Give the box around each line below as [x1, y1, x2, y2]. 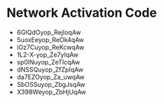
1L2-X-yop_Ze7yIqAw [16, 50, 78, 59]
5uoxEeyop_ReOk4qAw [16, 35, 85, 43]
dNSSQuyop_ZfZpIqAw [16, 65, 83, 74]
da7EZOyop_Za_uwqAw [16, 72, 85, 81]
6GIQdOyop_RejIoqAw [16, 28, 81, 36]
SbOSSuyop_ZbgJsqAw [16, 80, 86, 88]
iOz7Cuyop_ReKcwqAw [16, 43, 85, 51]
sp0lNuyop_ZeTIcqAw [16, 57, 81, 66]
